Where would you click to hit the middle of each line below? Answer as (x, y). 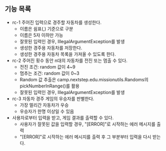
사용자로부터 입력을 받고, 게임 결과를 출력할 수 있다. (63, 117)
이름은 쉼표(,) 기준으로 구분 (46, 28)
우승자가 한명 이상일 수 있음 (47, 111)
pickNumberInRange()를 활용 (49, 86)
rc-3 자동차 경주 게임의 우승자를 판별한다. (53, 99)
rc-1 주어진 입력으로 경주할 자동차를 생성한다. (57, 22)
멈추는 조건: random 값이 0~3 (49, 73)
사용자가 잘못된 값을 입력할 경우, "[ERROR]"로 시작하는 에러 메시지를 (88, 124)
